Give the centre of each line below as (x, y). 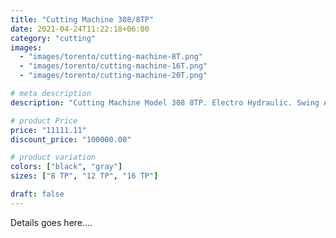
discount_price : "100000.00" (71, 139)
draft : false (37, 194)
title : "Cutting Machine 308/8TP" (82, 19)
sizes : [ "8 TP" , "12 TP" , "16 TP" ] (84, 176)
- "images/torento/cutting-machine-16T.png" (113, 66)
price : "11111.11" (48, 130)
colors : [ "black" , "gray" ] (66, 167)
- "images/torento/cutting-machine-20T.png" (113, 76)
